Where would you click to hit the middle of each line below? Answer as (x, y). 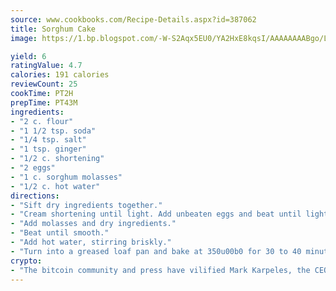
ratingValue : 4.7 (46, 66)
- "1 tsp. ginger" (48, 149)
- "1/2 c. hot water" (55, 186)
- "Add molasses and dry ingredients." (93, 224)
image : (24, 38)
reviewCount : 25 (44, 84)
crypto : (26, 261)
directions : (35, 196)
